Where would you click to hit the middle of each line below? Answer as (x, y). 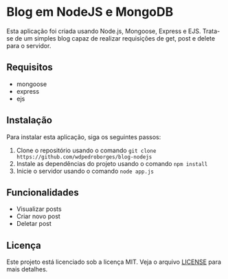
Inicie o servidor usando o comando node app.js (85, 171)
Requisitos (30, 67)
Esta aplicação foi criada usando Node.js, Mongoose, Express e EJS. (104, 31)
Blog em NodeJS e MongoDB (90, 12)
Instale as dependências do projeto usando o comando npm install (112, 163)
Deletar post (34, 224)
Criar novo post (38, 216)
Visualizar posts (39, 209)
